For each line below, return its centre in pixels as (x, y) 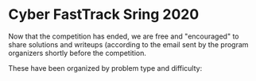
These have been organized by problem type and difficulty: (105, 68)
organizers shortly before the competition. (78, 53)
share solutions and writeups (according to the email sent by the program (128, 44)
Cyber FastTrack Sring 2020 (104, 15)
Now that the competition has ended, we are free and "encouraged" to (124, 36)
